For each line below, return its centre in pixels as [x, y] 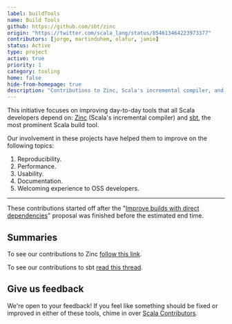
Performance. [37, 166]
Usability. [30, 174]
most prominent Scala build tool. [53, 125]
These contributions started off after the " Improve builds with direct [103, 209]
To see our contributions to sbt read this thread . [75, 267]
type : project [28, 53]
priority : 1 [24, 65]
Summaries [32, 237]
